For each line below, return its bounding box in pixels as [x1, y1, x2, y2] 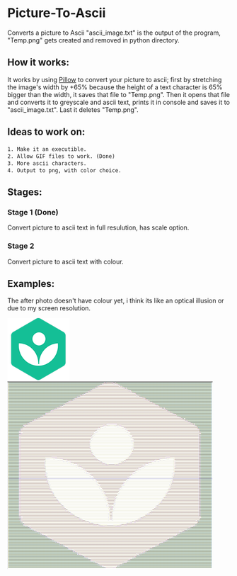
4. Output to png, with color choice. [7, 166, 122, 174]
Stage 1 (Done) [7, 207, 59, 217]
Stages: [7, 186, 42, 198]
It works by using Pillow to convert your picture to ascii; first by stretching [7, 75, 222, 84]
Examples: [7, 278, 55, 290]
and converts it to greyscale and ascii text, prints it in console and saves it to [7, 98, 230, 106]
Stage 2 [7, 241, 35, 251]
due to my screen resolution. [7, 304, 91, 312]
